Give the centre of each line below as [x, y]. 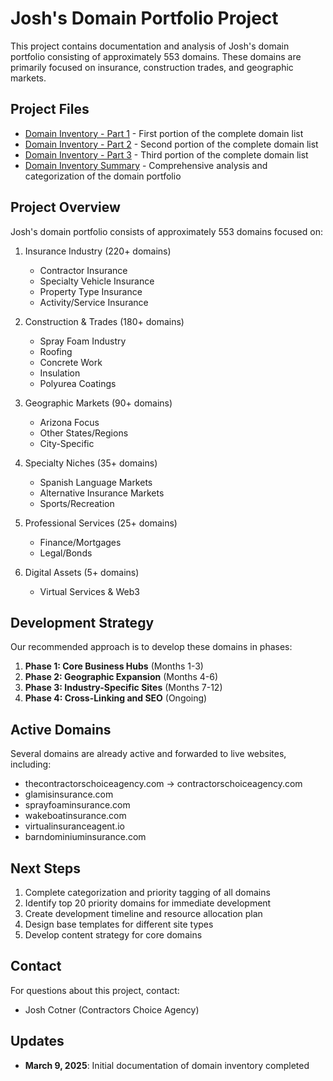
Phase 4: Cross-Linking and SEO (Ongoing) [116, 698]
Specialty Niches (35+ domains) [91, 463]
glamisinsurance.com [69, 794]
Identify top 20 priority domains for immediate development [148, 903]
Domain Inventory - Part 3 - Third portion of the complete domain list [166, 154]
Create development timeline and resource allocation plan [143, 913]
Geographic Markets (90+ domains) [98, 403]
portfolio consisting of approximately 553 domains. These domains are [156, 56]
